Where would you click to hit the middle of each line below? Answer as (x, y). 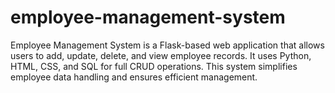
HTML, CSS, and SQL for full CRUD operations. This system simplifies (154, 66)
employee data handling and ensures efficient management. (134, 77)
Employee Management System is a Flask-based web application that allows (167, 45)
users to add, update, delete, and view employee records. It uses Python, (161, 55)
